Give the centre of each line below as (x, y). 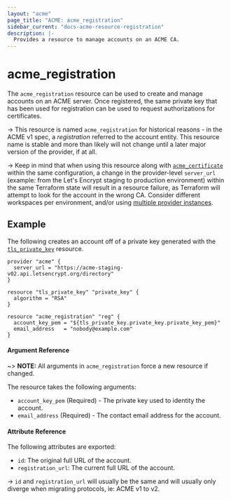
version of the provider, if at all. (52, 152)
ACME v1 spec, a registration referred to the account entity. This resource (113, 137)
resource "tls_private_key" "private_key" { (73, 292)
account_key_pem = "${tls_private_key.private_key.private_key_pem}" (117, 322)
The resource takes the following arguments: (72, 387)
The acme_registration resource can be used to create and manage (105, 94)
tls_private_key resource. (45, 248)
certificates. (24, 116)
